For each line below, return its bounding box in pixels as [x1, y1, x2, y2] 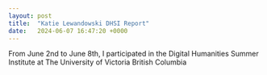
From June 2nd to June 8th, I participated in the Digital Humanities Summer [8, 49, 260, 59]
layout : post [8, 11, 52, 20]
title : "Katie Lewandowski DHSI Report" [8, 19, 150, 27]
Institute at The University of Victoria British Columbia [8, 57, 187, 67]
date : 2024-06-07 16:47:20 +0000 [8, 27, 128, 35]
